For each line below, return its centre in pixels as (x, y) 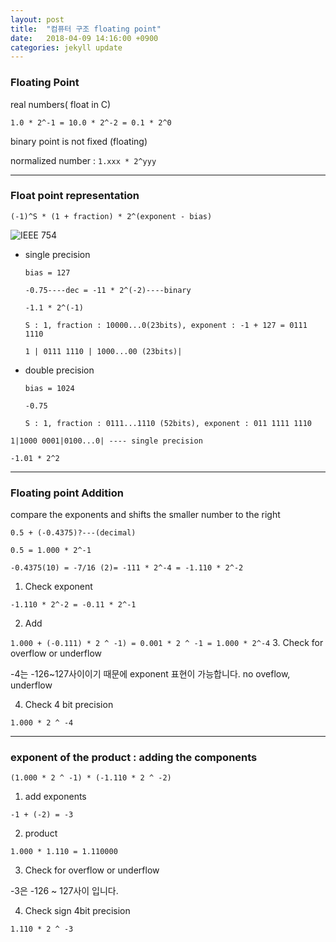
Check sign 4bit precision (77, 911)
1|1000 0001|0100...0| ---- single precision (106, 441)
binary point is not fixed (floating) (79, 141)
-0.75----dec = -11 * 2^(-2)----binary (108, 290)
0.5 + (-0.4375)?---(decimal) (73, 533)
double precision (59, 370)
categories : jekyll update (66, 47)
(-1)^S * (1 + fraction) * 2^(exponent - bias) (111, 216)
